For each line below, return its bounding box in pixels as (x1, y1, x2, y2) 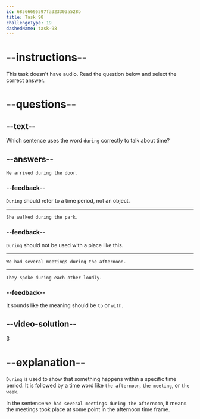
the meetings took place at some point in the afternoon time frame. (6, 405, 170, 413)
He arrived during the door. (6, 170, 79, 176)
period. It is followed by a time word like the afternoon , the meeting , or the (6, 382, 190, 389)
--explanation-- (6, 355, 86, 369)
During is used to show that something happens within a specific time (6, 375, 177, 382)
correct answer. (6, 77, 45, 84)
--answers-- (6, 154, 54, 164)
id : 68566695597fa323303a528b (6, 8, 82, 15)
